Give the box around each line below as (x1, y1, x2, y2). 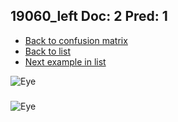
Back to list (24, 45, 71, 57)
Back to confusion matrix (24, 34, 128, 46)
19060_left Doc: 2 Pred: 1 (10, 8, 168, 25)
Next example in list (24, 55, 107, 68)
